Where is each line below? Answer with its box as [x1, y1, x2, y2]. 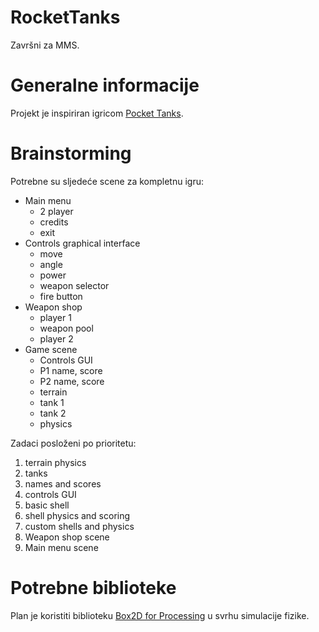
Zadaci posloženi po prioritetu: [10, 437, 137, 449]
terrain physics [24, 456, 87, 468]
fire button [39, 290, 83, 302]
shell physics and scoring [24, 509, 131, 521]
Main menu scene [24, 541, 99, 553]
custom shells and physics [24, 520, 135, 532]
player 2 [39, 332, 74, 345]
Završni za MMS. [10, 39, 80, 51]
